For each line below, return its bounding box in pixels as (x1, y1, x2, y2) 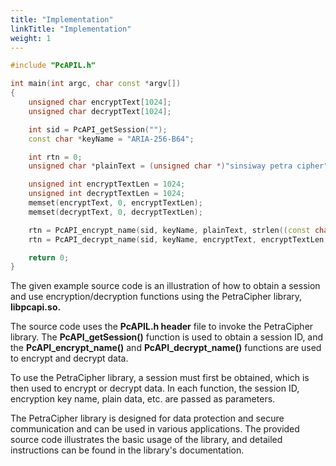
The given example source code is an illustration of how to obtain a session (10, 280, 321, 292)
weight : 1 (10, 33, 52, 43)
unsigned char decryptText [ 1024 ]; (28, 106, 172, 116)
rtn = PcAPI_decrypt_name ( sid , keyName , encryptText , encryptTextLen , (28, 234, 329, 245)
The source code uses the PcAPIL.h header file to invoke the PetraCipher (10, 321, 314, 333)
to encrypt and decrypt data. (10, 352, 129, 365)
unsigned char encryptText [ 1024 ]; (28, 97, 172, 107)
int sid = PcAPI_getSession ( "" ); (28, 124, 168, 135)
